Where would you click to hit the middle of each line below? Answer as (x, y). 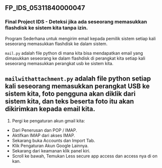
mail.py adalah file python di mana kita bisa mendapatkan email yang (74, 53)
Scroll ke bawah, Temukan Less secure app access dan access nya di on (85, 156)
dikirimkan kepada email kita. (50, 109)
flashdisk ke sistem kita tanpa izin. (46, 28)
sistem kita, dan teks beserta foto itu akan (70, 101)
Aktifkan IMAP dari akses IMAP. (44, 135)
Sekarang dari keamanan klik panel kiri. (51, 151)
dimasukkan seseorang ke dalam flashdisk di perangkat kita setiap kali (75, 58)
